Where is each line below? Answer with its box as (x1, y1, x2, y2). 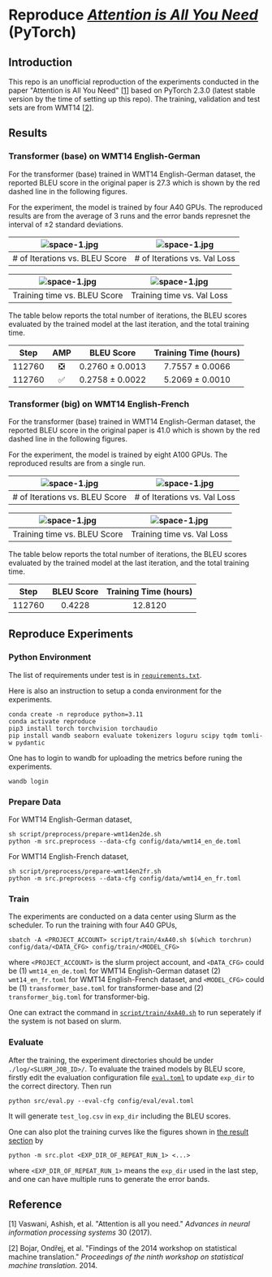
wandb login (8, 777, 49, 785)
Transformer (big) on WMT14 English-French (8, 398, 189, 410)
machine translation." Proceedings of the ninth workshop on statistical (8, 1252, 244, 1262)
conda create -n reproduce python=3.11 (8, 710, 144, 719)
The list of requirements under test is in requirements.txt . (8, 670, 202, 680)
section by (8, 1136, 44, 1145)
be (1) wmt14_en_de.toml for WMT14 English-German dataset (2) (8, 966, 221, 976)
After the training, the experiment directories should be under (8, 1055, 214, 1065)
